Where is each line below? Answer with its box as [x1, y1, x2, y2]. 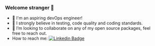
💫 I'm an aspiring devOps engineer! [12, 15, 83, 21]
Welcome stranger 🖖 [5, 4, 54, 11]
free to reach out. [12, 31, 47, 36]
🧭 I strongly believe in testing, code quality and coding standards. [12, 20, 143, 26]
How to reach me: [12, 35, 48, 41]
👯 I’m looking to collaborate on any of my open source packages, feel [12, 25, 151, 31]
